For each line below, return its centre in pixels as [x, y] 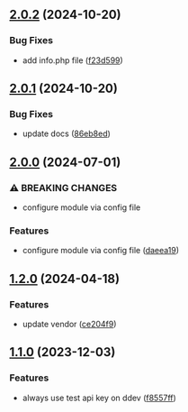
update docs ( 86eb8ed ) [66, 133]
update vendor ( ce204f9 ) [69, 325]
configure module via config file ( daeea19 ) [101, 251]
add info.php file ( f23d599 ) [72, 60]
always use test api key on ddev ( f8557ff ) [99, 398]
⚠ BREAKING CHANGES [63, 188]
